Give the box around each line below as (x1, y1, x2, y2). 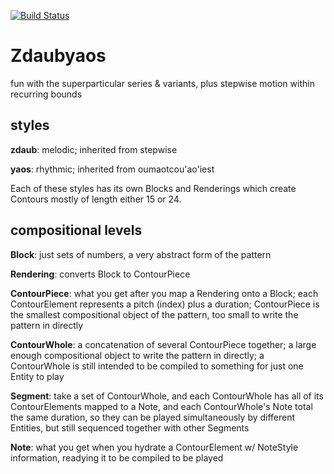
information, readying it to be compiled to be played (10, 451, 224, 464)
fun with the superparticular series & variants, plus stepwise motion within (10, 77, 315, 89)
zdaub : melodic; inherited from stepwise (10, 143, 178, 155)
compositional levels (10, 222, 143, 239)
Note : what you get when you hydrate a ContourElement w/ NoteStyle (10, 441, 299, 453)
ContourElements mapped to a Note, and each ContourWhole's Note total (10, 400, 313, 412)
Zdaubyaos (10, 45, 107, 67)
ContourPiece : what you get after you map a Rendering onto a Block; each (10, 287, 319, 299)
